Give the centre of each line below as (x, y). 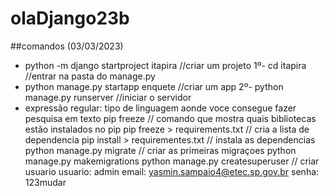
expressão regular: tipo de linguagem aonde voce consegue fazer (160, 108)
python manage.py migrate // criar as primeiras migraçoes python (160, 150)
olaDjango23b (70, 18)
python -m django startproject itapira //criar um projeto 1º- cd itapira (165, 65)
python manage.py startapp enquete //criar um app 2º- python (154, 86)
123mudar (45, 182)
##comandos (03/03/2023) (67, 46)
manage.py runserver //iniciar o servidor (108, 97)
